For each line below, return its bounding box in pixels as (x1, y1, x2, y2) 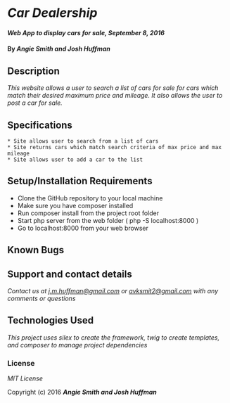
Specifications (7, 119, 72, 131)
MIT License (7, 374, 44, 383)
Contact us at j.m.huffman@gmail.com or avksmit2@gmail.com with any (7, 287, 219, 295)
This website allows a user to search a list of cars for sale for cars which (7, 84, 219, 92)
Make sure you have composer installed (17, 201, 134, 210)
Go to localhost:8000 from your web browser (17, 224, 149, 232)
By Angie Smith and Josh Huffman (7, 44, 111, 53)
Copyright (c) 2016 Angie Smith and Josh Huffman (7, 388, 157, 397)
